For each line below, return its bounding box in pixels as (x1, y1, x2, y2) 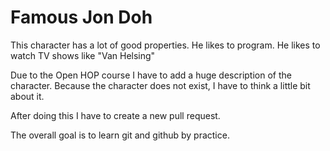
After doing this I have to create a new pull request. (10, 109, 221, 121)
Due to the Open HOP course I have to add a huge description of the (10, 69, 292, 81)
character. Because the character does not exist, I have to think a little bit (10, 79, 311, 91)
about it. (10, 90, 45, 102)
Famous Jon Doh (10, 6, 153, 29)
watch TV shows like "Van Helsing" (10, 49, 156, 61)
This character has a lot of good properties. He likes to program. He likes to (10, 39, 321, 51)
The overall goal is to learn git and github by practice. (10, 129, 230, 141)
